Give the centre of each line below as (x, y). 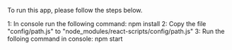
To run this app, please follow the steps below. (75, 10)
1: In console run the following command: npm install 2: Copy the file (107, 24)
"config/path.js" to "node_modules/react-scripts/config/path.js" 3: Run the (116, 31)
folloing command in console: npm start (65, 39)
